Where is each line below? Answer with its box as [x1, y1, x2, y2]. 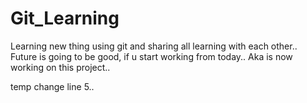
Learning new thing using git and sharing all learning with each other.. [10, 40, 298, 52]
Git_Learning [10, 7, 120, 30]
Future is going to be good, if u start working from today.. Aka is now [10, 50, 293, 62]
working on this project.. [10, 61, 111, 73]
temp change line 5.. [10, 80, 95, 92]
